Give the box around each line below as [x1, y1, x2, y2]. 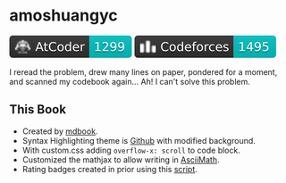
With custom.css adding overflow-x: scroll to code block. [21, 145, 241, 155]
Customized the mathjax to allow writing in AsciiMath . [21, 154, 220, 165]
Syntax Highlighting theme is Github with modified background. [21, 135, 257, 146]
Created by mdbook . [21, 126, 98, 137]
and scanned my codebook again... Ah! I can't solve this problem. [9, 76, 250, 87]
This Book [9, 102, 67, 117]
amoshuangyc [9, 5, 118, 26]
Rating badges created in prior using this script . [21, 163, 198, 174]
